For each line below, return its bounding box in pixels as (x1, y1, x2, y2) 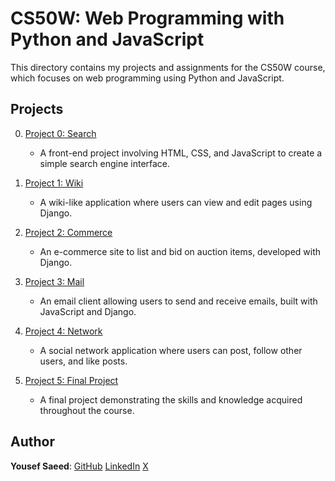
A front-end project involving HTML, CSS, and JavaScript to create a (39, 147, 323, 159)
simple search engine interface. (39, 157, 171, 169)
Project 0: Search (24, 127, 97, 139)
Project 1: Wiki (24, 177, 84, 189)
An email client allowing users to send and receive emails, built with (39, 295, 318, 307)
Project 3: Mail (24, 275, 85, 287)
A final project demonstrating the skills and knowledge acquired (39, 393, 303, 406)
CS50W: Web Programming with (10, 7, 285, 30)
